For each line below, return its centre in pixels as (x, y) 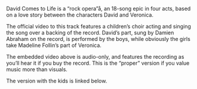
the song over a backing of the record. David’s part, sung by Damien (90, 33)
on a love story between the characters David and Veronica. (80, 15)
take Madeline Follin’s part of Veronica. (54, 45)
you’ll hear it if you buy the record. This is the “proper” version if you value (98, 63)
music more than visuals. (37, 69)
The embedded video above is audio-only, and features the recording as (95, 57)
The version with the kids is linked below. (57, 81)
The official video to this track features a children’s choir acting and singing (98, 26)
